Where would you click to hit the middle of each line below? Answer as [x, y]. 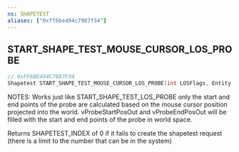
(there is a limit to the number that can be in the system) [90, 141]
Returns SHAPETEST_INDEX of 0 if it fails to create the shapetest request [115, 134]
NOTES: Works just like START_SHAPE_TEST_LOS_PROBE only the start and [119, 97]
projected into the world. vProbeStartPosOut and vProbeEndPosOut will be [117, 112]
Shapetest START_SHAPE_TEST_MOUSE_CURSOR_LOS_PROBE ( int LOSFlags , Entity [119, 83]
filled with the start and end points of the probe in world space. [100, 120]
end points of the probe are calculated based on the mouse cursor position [118, 104]
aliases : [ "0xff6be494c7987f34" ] [57, 21]
